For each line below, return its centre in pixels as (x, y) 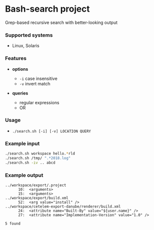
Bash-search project (48, 9)
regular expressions (39, 102)
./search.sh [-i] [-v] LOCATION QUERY (51, 131)
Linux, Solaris (26, 46)
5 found (13, 224)
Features (16, 58)
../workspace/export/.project (36, 185)
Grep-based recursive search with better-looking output (61, 22)
